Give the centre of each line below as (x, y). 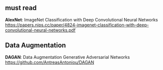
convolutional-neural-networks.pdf (40, 30)
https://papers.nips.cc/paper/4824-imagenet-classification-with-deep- (77, 25)
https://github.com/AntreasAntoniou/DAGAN (50, 62)
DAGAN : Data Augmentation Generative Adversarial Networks (68, 57)
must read (21, 8)
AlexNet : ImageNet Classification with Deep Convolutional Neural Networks (81, 19)
